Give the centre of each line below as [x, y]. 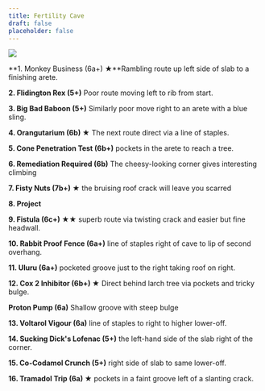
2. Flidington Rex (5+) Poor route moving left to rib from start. [111, 93]
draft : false [30, 23]
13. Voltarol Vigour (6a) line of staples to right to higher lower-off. [118, 323]
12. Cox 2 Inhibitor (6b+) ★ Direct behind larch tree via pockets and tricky [132, 284]
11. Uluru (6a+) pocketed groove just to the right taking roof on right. [122, 268]
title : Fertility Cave [46, 16]
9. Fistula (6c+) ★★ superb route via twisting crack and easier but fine [127, 219]
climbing [23, 173]
